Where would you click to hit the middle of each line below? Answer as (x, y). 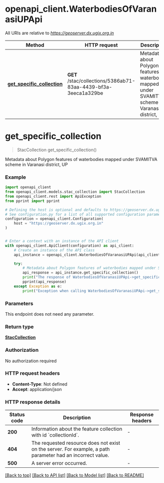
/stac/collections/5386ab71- (102, 81)
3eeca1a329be (85, 93)
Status (17, 414)
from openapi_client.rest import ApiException (53, 196)
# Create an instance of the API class (54, 250)
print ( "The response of (47, 277)
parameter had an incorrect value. (70, 455)
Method (35, 45)
